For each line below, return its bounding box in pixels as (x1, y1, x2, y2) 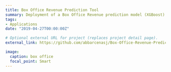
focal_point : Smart (10, 59, 51, 64)
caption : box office (10, 54, 53, 59)
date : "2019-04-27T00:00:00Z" (5, 26, 70, 31)
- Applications (5, 21, 38, 27)
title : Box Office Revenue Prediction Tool (5, 7, 99, 13)
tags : (5, 17, 17, 22)
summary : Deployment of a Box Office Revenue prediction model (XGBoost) (5, 12, 165, 17)
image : (5, 49, 19, 54)
